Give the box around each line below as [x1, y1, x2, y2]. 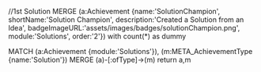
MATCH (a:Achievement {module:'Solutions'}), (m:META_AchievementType [8, 47, 253, 56]
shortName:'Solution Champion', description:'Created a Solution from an [8, 15, 244, 24]
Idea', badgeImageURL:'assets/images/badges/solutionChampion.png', [8, 23, 240, 32]
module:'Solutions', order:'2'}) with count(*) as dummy [8, 31, 187, 41]
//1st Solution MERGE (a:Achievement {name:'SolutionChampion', [8, 7, 221, 16]
